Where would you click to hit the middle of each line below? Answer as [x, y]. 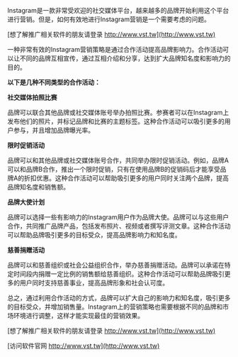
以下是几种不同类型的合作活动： [54, 82]
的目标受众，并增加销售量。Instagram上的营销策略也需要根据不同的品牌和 [115, 307]
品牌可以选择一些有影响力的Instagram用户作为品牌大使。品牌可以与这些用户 [118, 217]
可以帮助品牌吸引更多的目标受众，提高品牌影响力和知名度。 [94, 235]
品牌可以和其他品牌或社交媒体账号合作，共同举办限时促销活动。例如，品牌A [118, 160]
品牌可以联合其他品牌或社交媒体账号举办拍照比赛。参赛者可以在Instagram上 [118, 112]
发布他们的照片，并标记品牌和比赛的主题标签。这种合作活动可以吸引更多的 [116, 121]
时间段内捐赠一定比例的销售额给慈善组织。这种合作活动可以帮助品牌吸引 [119, 274]
